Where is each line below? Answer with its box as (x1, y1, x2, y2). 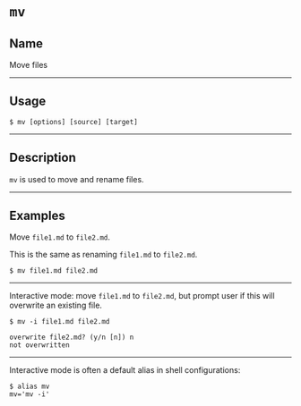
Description (9, 150, 76, 165)
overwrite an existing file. (9, 300, 103, 311)
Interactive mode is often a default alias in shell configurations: (9, 365, 241, 376)
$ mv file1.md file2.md (9, 266, 99, 275)
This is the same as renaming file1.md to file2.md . (9, 250, 198, 260)
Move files (9, 60, 47, 70)
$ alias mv (9, 382, 50, 392)
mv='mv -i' (9, 390, 50, 399)
